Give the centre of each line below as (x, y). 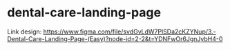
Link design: (25, 32)
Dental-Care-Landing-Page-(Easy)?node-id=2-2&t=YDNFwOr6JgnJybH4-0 (115, 38)
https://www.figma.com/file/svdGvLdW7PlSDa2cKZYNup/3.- (130, 32)
